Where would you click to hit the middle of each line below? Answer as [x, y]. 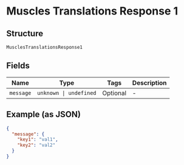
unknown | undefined [67, 93]
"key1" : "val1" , [38, 140]
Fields [18, 66]
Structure [25, 34]
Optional [114, 93]
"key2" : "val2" [36, 145]
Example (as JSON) [43, 115]
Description [149, 83]
